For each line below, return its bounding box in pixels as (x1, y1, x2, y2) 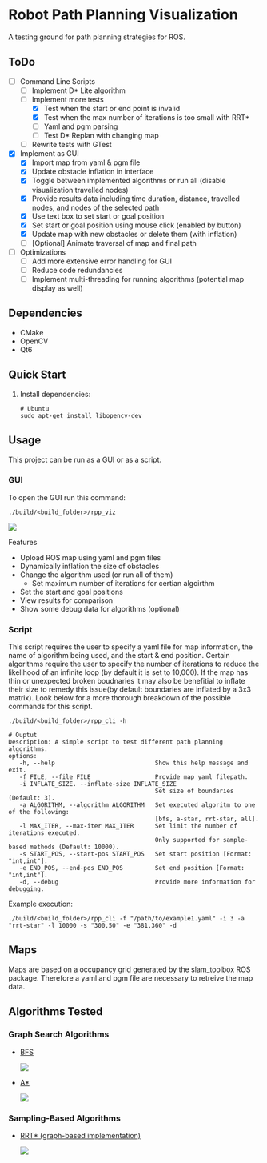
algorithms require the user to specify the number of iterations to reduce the (8, 659, 260, 669)
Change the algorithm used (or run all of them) (19, 570, 173, 579)
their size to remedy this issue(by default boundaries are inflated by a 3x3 (8, 684, 252, 694)
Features (8, 537, 38, 547)
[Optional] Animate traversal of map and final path (31, 238, 197, 247)
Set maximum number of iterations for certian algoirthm (31, 578, 215, 588)
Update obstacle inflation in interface (31, 166, 154, 177)
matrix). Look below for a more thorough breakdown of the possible (8, 693, 232, 703)
